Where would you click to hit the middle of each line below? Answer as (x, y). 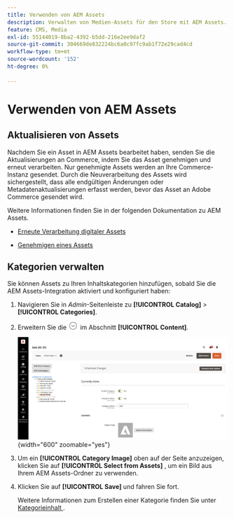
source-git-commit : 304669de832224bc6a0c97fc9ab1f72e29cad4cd (100, 44)
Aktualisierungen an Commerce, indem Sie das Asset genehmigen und (109, 159)
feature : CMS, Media (37, 29)
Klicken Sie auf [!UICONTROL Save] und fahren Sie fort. (98, 487)
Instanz (18, 174)
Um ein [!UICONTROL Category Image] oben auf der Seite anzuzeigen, (121, 458)
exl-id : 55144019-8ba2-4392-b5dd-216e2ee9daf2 (76, 37)
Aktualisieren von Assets (63, 136)
